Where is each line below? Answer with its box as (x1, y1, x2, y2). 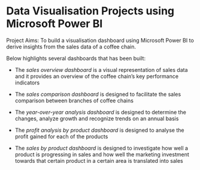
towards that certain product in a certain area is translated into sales (14, 157, 184, 164)
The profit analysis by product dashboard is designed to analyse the (14, 126, 184, 133)
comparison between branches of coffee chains (14, 97, 134, 104)
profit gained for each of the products (14, 133, 108, 140)
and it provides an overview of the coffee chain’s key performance (14, 72, 178, 80)
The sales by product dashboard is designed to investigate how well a (14, 144, 189, 151)
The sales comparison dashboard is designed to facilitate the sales (14, 90, 181, 98)
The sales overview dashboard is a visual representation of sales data (14, 66, 188, 73)
